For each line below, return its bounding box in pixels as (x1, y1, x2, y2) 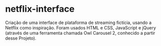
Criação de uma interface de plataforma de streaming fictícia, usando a (5, 20, 152, 25)
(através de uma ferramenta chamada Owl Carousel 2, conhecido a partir (5, 30, 156, 36)
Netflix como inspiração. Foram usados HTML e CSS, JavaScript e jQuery (5, 24, 156, 30)
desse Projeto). (5, 35, 36, 41)
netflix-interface (5, 3, 75, 15)
